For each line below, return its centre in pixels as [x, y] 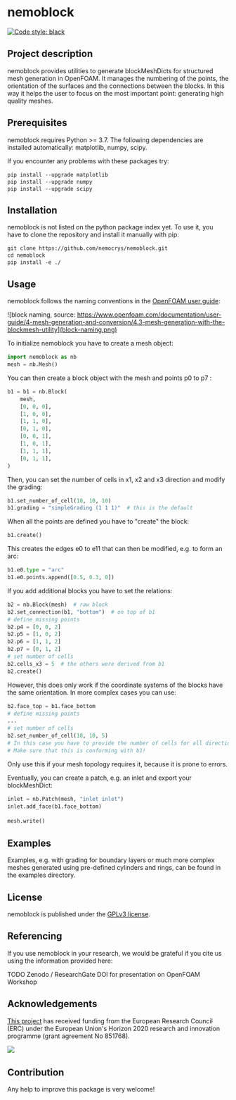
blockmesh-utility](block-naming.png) [62, 330]
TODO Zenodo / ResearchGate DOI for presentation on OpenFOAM [104, 974]
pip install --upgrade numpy [50, 182]
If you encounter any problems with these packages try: [88, 161]
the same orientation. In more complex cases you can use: [92, 692]
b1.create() [25, 536]
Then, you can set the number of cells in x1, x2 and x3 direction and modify [116, 479]
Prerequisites [37, 123]
